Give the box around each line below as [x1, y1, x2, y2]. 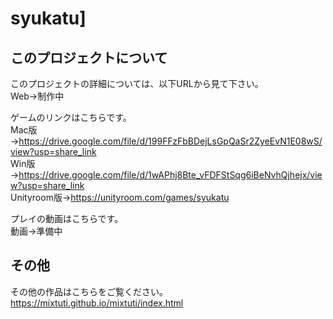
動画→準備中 [10, 225, 63, 237]
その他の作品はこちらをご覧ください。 [10, 285, 168, 297]
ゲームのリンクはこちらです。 [10, 112, 132, 123]
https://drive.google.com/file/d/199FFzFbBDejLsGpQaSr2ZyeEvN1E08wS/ [18, 135, 323, 147]
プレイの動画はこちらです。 [10, 213, 124, 224]
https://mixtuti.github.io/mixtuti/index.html [10, 297, 184, 309]
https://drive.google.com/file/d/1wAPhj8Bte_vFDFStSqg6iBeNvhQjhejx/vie [18, 169, 323, 181]
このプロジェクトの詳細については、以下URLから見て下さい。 [10, 78, 264, 89]
